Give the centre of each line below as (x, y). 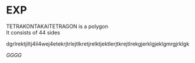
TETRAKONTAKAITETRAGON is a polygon (57, 26)
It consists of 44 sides (33, 32)
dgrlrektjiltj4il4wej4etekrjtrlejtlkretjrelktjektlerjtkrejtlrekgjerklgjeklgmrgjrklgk (98, 44)
